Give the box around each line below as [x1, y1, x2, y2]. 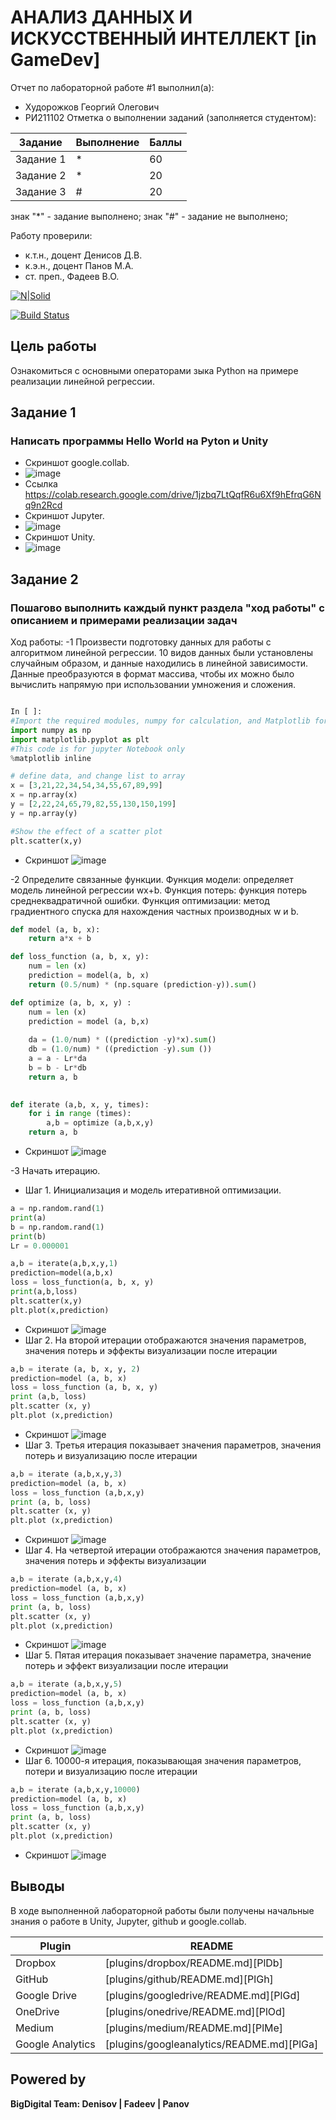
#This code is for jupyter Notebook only [10, 744, 186, 754]
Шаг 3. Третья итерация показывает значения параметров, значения [24, 1439, 322, 1451]
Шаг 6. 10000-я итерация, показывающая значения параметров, [24, 1754, 302, 1766]
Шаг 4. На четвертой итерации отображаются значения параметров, [24, 1544, 322, 1556]
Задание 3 [15, 184, 67, 198]
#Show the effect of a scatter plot [10, 826, 163, 836]
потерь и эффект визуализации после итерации [24, 1660, 229, 1672]
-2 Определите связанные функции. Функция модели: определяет [10, 873, 294, 885]
